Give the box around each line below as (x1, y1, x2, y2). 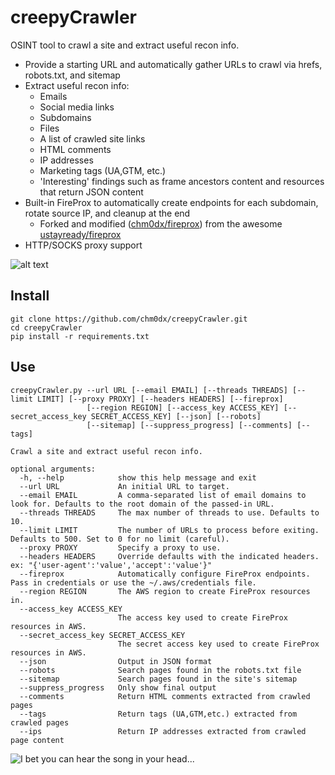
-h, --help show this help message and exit (19, 472, 257, 483)
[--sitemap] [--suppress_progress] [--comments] (86, 420, 293, 430)
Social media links (39, 101, 115, 113)
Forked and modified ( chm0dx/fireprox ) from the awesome (39, 217, 283, 230)
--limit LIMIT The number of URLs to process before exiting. (19, 525, 320, 535)
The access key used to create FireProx (117, 612, 288, 623)
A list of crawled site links (39, 132, 146, 145)
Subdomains (39, 111, 92, 123)
